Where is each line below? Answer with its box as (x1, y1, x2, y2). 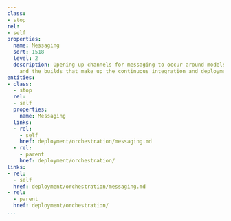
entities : (7, 74, 36, 81)
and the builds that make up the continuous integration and (19, 67, 198, 74)
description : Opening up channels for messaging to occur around (13, 61, 205, 68)
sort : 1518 (13, 49, 45, 56)
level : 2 (13, 55, 38, 62)
